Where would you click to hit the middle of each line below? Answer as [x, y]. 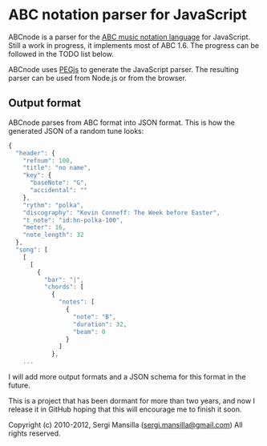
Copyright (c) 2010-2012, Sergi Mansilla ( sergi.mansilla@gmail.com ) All [125, 425]
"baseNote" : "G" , [59, 183]
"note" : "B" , [94, 317]
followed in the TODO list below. [61, 54]
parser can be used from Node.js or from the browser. [97, 78]
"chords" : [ [64, 287]
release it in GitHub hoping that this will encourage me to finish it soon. [125, 409]
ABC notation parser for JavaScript [127, 15]
